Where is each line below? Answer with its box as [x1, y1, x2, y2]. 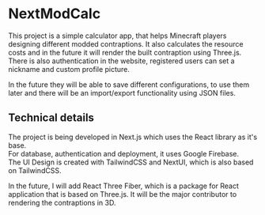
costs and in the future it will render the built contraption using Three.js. [8, 47, 242, 57]
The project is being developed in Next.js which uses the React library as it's [8, 132, 258, 141]
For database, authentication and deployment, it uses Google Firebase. [8, 149, 240, 158]
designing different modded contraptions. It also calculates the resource [8, 39, 244, 48]
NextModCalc [8, 5, 101, 23]
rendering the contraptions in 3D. [8, 198, 116, 207]
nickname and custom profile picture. [8, 64, 131, 74]
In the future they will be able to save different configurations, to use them [8, 80, 250, 89]
